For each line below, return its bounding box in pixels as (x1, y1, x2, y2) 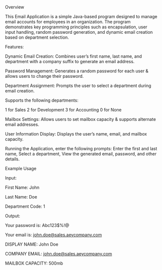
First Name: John (5, 184, 40, 190)
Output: (5, 213, 20, 219)
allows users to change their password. (5, 73, 84, 79)
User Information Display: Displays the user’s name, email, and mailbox (5, 131, 147, 136)
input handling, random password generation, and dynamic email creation (5, 29, 153, 35)
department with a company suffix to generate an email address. (5, 59, 135, 64)
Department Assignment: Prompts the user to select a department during (5, 83, 152, 89)
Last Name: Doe (5, 194, 37, 200)
